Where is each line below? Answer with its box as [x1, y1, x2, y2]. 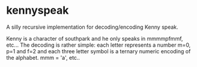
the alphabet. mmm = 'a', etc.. [6, 54, 80, 61]
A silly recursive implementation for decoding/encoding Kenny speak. [6, 23, 178, 31]
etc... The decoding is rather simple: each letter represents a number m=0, [6, 41, 191, 48]
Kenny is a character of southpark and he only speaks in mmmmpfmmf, [6, 35, 183, 42]
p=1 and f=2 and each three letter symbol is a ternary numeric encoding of [6, 47, 191, 54]
